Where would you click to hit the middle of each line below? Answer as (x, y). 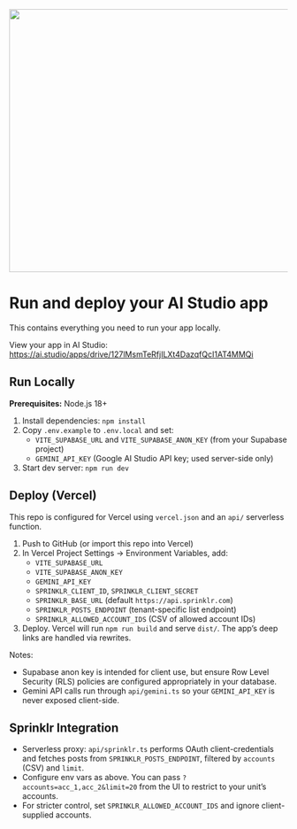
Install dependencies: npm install (84, 421)
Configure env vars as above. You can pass (101, 778)
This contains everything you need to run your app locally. (115, 328)
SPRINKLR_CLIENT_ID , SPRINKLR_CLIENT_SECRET (117, 590)
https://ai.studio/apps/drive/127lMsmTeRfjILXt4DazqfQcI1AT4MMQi (131, 354)
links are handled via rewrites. (76, 638)
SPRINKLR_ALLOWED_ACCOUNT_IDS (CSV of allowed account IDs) (145, 618)
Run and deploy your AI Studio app (139, 303)
